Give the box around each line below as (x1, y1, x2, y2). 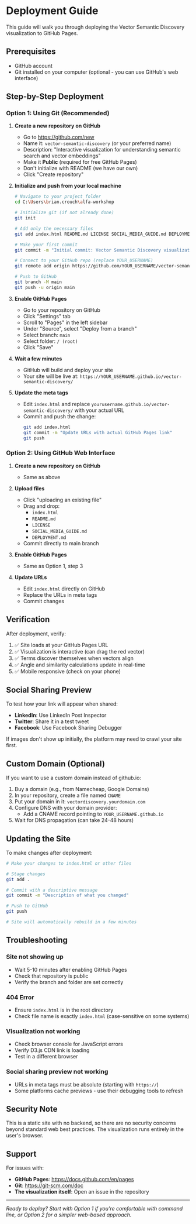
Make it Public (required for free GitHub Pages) (23, 159, 137, 166)
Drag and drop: (23, 502, 60, 510)
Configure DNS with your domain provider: (14, 804, 117, 812)
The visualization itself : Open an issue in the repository (14, 1188, 149, 1195)
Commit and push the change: (23, 412, 96, 420)
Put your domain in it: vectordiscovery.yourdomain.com (14, 798, 146, 805)
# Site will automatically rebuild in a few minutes (6, 919, 137, 925)
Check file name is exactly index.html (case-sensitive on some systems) (14, 1012, 190, 1019)
